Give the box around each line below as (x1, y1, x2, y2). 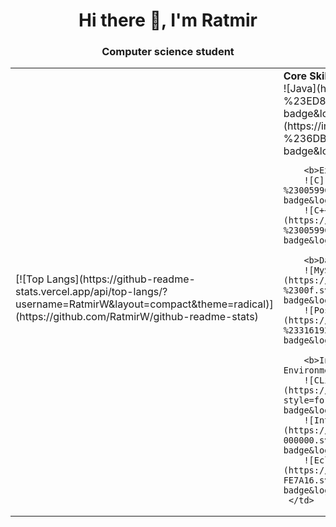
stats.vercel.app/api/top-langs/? (15, 285, 168, 299)
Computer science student (101, 45, 235, 59)
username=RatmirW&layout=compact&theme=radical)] (15, 297, 274, 311)
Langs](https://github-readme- (46, 272, 196, 286)
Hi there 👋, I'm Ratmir (78, 9, 258, 32)
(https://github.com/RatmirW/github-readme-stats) (15, 310, 259, 324)
